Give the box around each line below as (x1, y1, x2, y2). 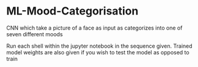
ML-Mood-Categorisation (6, 4, 139, 18)
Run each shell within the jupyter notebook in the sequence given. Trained (6, 42, 193, 49)
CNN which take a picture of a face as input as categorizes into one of (6, 24, 183, 31)
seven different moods (6, 30, 63, 37)
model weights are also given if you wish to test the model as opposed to (6, 48, 190, 56)
